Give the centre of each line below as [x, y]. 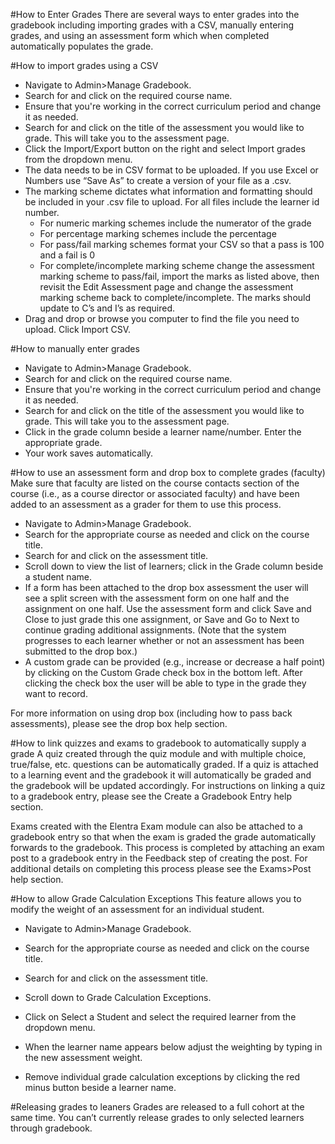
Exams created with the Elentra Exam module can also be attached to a [156, 826]
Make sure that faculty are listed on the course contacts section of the [155, 483]
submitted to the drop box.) [81, 651]
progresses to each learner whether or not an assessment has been [164, 640]
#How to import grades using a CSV [84, 65]
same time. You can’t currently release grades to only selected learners [157, 1117]
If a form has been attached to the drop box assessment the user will [166, 587]
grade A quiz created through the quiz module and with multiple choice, [158, 753]
